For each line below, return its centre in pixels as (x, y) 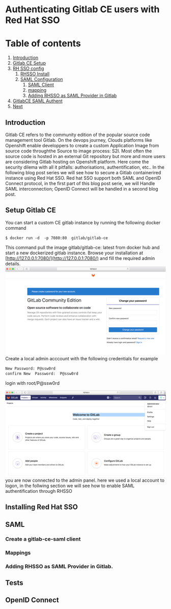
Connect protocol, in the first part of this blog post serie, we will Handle (80, 183)
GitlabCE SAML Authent (37, 101)
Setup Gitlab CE (31, 210)
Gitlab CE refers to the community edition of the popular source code (78, 135)
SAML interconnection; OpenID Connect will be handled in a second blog (82, 189)
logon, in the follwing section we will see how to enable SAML (70, 486)
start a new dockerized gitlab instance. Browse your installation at (74, 253)
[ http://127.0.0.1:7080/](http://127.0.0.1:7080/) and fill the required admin (80, 258)
